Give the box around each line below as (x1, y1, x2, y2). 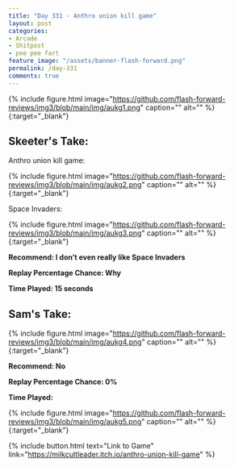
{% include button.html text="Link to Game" (8, 441, 155, 451)
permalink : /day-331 (8, 65, 78, 73)
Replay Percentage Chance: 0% (8, 377, 118, 387)
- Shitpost (8, 42, 45, 50)
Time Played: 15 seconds (8, 284, 94, 294)
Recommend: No (8, 361, 66, 371)
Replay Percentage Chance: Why (8, 268, 122, 278)
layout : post (8, 19, 52, 27)
